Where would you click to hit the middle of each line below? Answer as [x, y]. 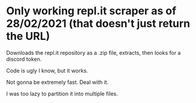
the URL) [28, 36]
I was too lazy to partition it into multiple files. [62, 93]
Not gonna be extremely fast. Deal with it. [58, 82]
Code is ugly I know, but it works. [47, 70]
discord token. [24, 59]
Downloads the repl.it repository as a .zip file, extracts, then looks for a [94, 52]
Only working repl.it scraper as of [91, 11]
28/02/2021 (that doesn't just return [98, 24]
